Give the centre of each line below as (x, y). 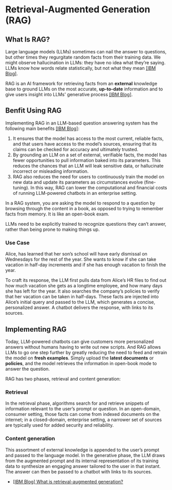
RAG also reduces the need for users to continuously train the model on (88, 176)
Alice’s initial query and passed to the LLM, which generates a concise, (80, 302)
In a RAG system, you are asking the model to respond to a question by (80, 203)
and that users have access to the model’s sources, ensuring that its (85, 144)
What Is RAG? (28, 39)
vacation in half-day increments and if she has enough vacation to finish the (86, 265)
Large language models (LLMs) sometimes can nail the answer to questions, (86, 52)
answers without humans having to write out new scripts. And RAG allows (83, 347)
